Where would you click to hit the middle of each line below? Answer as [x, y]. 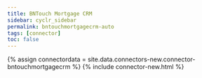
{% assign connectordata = [47, 59]
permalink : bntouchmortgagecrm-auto [61, 26]
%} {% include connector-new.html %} [128, 67]
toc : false [23, 40]
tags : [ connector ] [34, 33]
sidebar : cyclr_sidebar [42, 20]
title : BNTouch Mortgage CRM [50, 14]
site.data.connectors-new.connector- [141, 59]
